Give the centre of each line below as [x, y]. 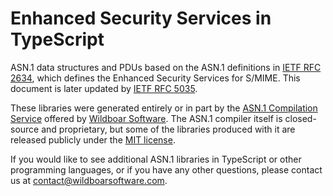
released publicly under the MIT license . [93, 139]
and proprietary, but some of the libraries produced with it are [168, 129]
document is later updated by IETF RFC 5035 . [104, 88]
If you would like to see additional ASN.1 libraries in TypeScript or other [156, 159]
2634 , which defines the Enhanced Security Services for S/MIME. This [155, 78]
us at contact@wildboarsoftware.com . [89, 180]
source [25, 129]
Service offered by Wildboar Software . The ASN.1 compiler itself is [146, 118]
